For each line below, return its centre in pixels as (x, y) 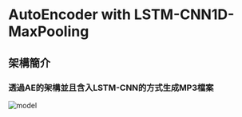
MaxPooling (49, 31)
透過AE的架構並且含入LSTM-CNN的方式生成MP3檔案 (111, 88)
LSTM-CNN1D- (184, 15)
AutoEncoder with (70, 15)
